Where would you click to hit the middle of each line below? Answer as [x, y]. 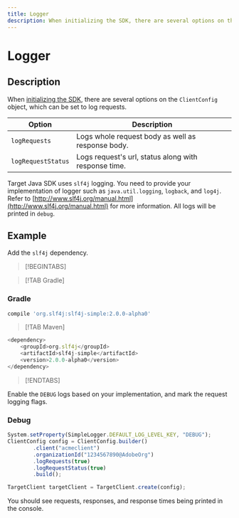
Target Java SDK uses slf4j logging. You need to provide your [99, 183]
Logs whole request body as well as [136, 136]
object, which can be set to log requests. [67, 107]
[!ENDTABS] [42, 380]
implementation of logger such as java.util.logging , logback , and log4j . [115, 191]
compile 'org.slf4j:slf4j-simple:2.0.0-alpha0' [79, 314]
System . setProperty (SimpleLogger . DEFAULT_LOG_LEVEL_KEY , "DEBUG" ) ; [110, 435]
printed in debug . [31, 213]
